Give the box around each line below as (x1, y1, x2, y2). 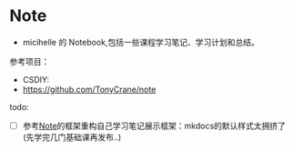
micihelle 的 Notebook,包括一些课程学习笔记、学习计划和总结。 (22, 36, 259, 47)
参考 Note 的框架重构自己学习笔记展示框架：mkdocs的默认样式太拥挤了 (22, 120, 287, 131)
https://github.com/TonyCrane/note (22, 84, 157, 95)
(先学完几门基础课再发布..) (22, 132, 122, 142)
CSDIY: (22, 74, 50, 85)
